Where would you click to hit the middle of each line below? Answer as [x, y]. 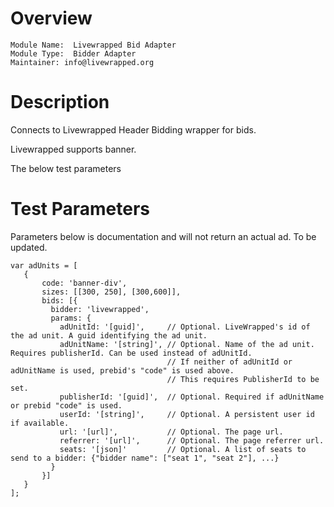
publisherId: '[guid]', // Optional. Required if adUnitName [192, 397]
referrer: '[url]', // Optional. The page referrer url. [192, 440]
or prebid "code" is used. [66, 405]
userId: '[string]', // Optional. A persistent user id [187, 414]
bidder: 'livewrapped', [100, 309]
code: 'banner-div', [84, 283]
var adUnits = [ [44, 265]
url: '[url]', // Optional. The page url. [171, 432]
